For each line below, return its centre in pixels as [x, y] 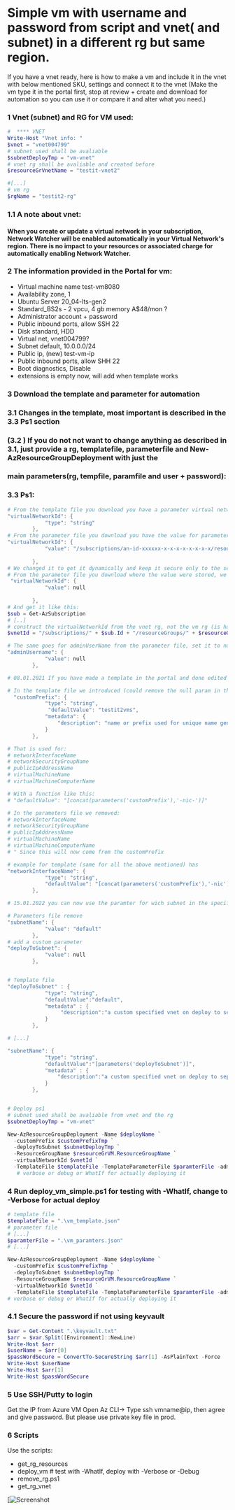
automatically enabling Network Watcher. [69, 253]
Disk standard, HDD [46, 331]
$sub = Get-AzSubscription [47, 613]
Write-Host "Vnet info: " [45, 138]
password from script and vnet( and [114, 28]
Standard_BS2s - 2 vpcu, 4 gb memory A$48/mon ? [92, 308]
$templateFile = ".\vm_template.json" [64, 1221]
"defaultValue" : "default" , [84, 999]
